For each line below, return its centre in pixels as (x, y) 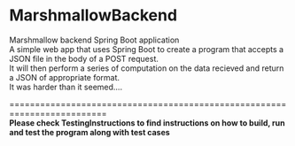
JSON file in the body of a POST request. (84, 58)
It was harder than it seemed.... (66, 87)
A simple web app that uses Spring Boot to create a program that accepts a (147, 49)
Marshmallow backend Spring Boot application (94, 40)
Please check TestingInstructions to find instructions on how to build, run (147, 123)
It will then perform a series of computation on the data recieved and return (147, 68)
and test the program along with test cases (89, 132)
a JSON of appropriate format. (65, 77)
